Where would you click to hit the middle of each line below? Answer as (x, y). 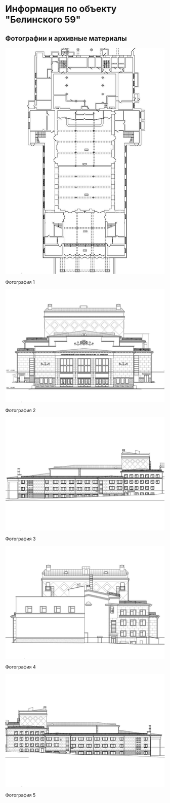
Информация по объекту (61, 9)
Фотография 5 (20, 795)
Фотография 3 (20, 539)
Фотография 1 (20, 282)
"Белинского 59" (43, 20)
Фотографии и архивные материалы (66, 38)
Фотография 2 (20, 410)
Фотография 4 (21, 667)
